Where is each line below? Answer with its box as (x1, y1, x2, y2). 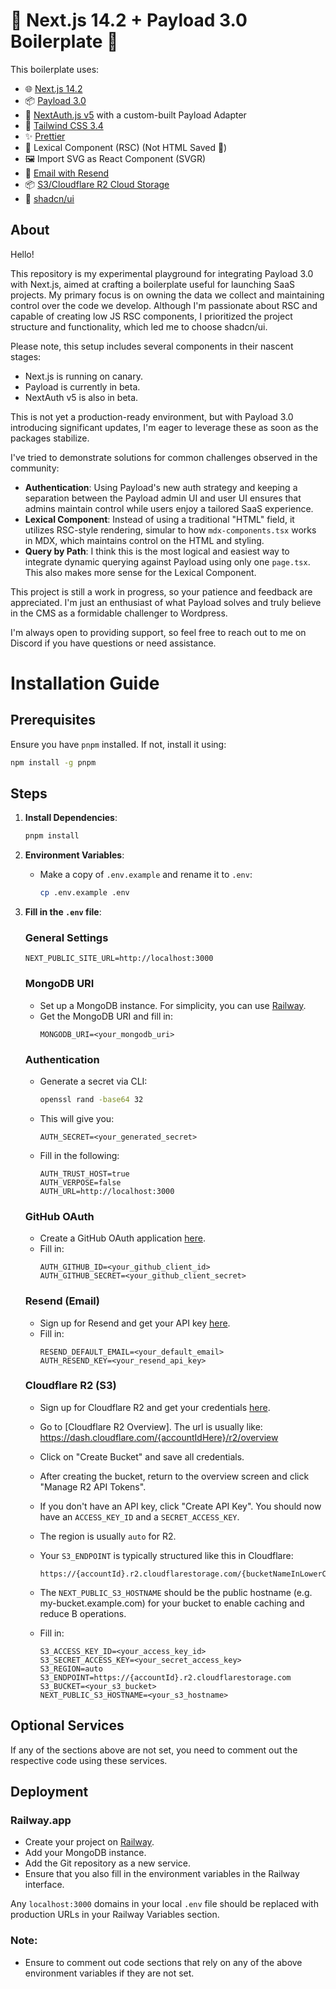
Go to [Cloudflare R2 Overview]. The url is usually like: (39, 1420, 263, 1433)
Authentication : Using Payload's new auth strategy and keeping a (24, 481, 298, 493)
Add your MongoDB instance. (24, 1847, 147, 1859)
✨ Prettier (24, 130, 66, 142)
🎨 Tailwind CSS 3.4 (24, 119, 104, 131)
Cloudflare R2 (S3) (24, 1379, 117, 1393)
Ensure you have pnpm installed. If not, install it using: (10, 738, 227, 750)
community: (10, 462, 60, 474)
